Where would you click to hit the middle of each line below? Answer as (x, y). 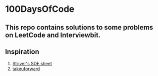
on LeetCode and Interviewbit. (53, 35)
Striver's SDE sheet (32, 64)
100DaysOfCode (40, 9)
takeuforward (26, 69)
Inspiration (22, 52)
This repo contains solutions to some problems (79, 27)
